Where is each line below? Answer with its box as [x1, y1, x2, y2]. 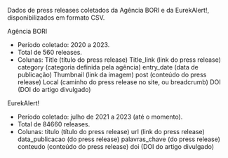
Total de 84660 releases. [17, 120, 90, 129]
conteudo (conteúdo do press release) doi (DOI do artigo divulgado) [17, 143, 215, 150]
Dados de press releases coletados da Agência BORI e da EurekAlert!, [7, 6, 209, 14]
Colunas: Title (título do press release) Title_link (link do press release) [17, 55, 221, 64]
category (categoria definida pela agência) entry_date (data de [17, 63, 199, 71]
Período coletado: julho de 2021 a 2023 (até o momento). [17, 112, 183, 121]
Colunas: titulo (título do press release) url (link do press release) [17, 128, 205, 136]
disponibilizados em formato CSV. [7, 13, 105, 22]
